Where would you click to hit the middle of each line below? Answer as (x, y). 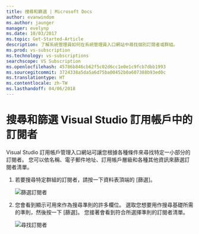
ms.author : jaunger (30, 23)
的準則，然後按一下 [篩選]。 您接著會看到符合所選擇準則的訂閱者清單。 (101, 212)
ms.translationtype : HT (36, 78)
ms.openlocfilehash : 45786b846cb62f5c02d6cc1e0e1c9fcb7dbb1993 (86, 67)
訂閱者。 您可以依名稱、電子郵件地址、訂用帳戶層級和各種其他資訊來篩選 (95, 159)
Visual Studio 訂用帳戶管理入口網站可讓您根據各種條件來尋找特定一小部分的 (99, 152)
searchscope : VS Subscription (44, 61)
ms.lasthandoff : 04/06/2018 (41, 89)
